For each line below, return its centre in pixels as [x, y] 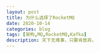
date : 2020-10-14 [28, 23]
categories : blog [28, 29]
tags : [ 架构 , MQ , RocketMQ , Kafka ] [47, 35]
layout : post [23, 12]
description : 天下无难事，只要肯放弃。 [51, 40]
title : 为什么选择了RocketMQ [41, 18]
